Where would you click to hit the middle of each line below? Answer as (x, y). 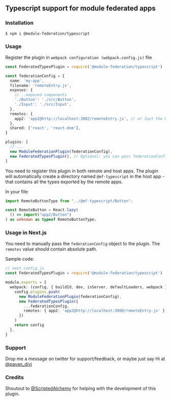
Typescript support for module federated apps (81, 8)
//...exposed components (41, 95)
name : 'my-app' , (27, 81)
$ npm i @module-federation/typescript (48, 33)
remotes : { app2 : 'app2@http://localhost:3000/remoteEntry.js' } (94, 311)
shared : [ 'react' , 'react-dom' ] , (45, 128)
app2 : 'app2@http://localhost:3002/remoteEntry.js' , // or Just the (89, 119)
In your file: (17, 191)
